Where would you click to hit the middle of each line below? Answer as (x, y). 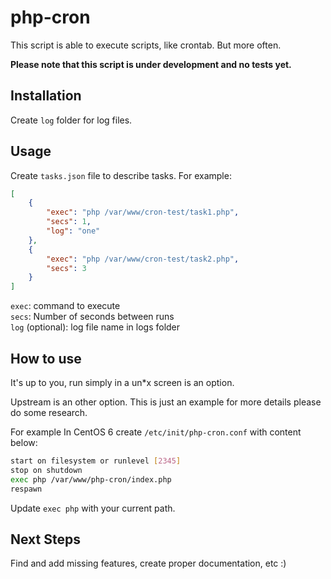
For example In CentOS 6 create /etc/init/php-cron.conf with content (156, 432)
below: (24, 442)
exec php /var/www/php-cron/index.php (91, 479)
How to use (46, 358)
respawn (26, 489)
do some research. (49, 412)
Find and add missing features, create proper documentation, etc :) (148, 563)
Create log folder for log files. (71, 120)
